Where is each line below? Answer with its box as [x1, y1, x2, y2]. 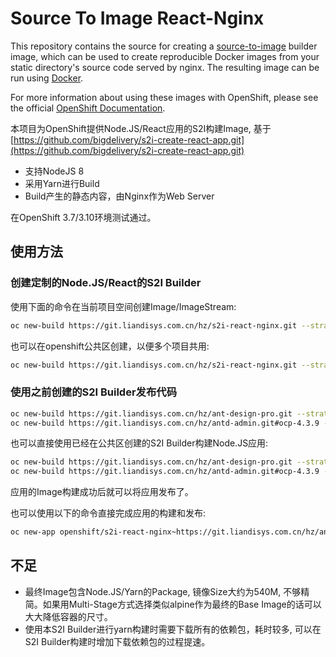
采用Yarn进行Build [24, 177, 100, 189]
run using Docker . [10, 72, 84, 84]
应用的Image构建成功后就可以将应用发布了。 [10, 486, 194, 498]
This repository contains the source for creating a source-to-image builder [10, 40, 318, 52]
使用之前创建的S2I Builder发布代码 [10, 385, 178, 399]
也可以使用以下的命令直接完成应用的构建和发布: [10, 507, 207, 519]
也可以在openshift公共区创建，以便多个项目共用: [10, 340, 210, 352]
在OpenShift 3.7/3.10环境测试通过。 [10, 211, 157, 223]
